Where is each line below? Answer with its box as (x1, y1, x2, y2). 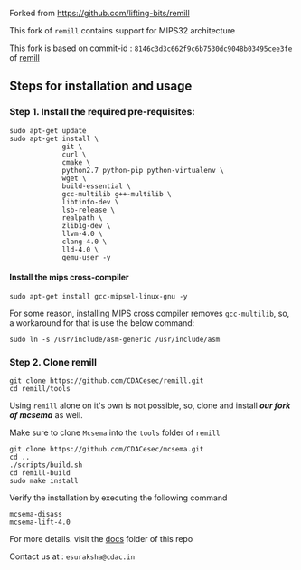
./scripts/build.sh (9, 461, 83, 470)
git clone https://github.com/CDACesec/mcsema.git (9, 445, 204, 454)
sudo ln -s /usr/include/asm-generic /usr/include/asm (9, 335, 221, 344)
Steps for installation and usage (9, 79, 193, 94)
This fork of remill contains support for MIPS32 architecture (9, 25, 236, 35)
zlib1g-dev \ (61, 221, 111, 230)
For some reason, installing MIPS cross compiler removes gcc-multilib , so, (9, 308, 290, 318)
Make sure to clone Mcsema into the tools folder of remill (9, 427, 221, 438)
